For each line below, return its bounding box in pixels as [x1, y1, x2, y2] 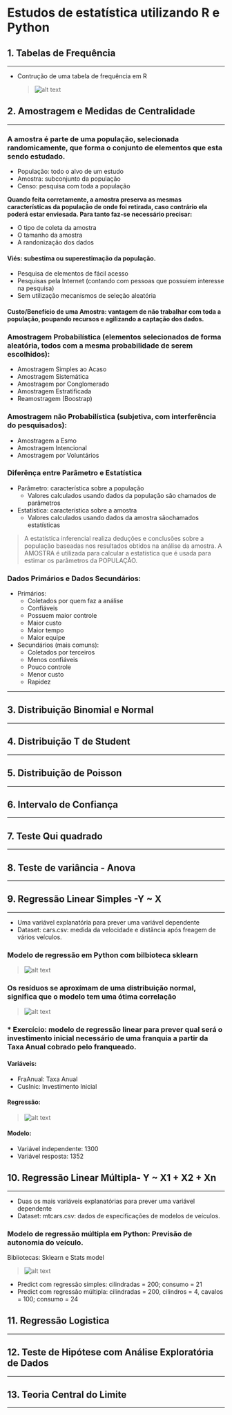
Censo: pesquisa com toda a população [17, 182, 130, 190]
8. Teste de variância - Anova [7, 862, 136, 873]
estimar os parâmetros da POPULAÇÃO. [23, 556, 138, 564]
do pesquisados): [7, 420, 68, 430]
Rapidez [27, 677, 51, 686]
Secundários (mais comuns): [17, 641, 99, 649]
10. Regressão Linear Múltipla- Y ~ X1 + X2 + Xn [7, 1172, 217, 1184]
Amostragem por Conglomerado [17, 380, 110, 389]
